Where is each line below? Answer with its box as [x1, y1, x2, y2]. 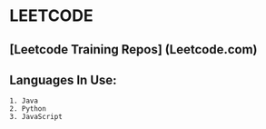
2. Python [9, 104, 47, 114]
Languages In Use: [9, 72, 117, 87]
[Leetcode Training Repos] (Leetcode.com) [9, 42, 258, 57]
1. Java [9, 96, 39, 105]
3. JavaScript [9, 113, 64, 122]
